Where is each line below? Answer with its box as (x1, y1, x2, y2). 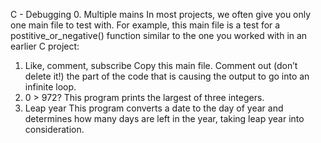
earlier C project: (10, 40, 80, 52)
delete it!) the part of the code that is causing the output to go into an (24, 70, 310, 82)
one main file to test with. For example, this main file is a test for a (10, 19, 281, 31)
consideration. (24, 124, 85, 135)
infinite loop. (24, 81, 77, 93)
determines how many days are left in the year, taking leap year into (24, 113, 305, 124)
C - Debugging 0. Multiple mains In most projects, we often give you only (10, 9, 312, 20)
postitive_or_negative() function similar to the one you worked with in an (10, 30, 308, 41)
